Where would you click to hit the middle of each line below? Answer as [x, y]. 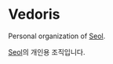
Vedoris [34, 14]
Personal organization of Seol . [57, 36]
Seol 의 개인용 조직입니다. [47, 52]
